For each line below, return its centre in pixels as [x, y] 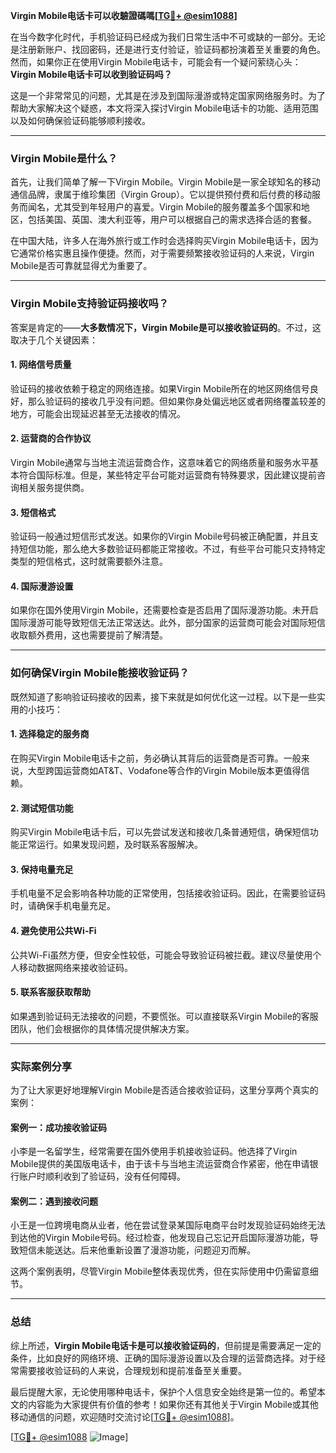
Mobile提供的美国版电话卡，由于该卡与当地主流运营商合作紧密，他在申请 [160, 1164]
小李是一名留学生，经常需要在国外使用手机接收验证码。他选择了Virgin [154, 1151]
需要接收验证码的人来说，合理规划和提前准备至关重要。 [132, 1370]
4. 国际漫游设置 [42, 586]
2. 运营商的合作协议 [51, 438]
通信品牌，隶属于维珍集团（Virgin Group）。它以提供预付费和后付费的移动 [161, 195]
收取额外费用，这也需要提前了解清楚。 [89, 635]
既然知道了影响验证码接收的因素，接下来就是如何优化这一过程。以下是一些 [163, 696]
